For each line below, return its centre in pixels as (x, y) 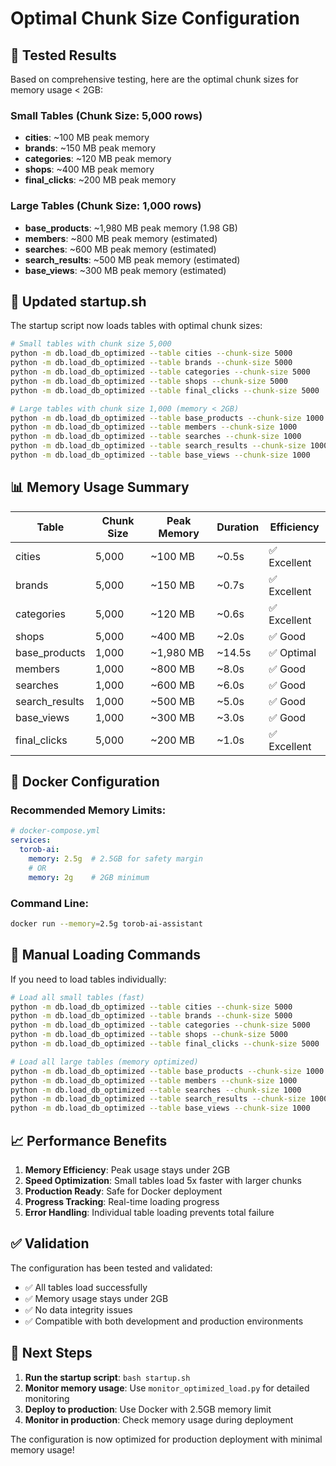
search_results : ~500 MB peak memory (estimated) (132, 259)
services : (31, 840)
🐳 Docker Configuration (85, 782)
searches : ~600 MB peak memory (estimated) (120, 249)
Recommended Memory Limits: (88, 810)
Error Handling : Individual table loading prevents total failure (149, 1212)
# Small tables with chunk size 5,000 (91, 344)
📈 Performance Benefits (89, 1140)
